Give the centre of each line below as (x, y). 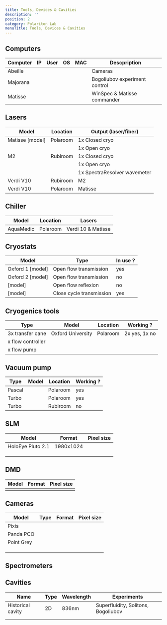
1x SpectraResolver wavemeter (115, 172)
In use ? (125, 261)
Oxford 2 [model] (28, 277)
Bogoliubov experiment (119, 79)
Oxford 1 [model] (28, 269)
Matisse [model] (27, 140)
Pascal (15, 390)
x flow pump (22, 350)
